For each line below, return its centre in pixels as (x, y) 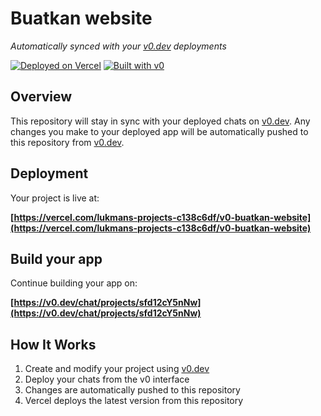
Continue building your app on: (74, 283)
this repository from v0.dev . (67, 142)
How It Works (53, 344)
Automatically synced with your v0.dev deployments (118, 46)
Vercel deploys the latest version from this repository (134, 401)
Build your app (56, 258)
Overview (41, 97)
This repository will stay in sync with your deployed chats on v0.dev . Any (160, 121)
